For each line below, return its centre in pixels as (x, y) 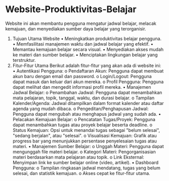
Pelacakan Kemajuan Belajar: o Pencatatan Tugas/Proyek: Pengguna (84, 119)
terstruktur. (24, 60)
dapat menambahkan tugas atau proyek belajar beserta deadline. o (82, 125)
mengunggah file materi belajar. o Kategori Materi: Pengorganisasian (84, 152)
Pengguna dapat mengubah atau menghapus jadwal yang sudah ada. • (87, 114)
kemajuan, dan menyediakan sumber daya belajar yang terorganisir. (76, 28)
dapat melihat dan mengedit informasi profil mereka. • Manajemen (82, 87)
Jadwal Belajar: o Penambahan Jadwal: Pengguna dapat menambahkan (87, 92)
